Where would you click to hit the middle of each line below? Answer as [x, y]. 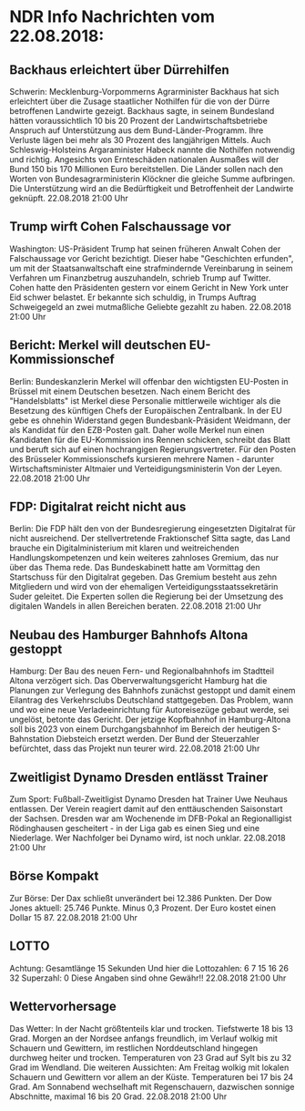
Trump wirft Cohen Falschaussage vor [120, 226]
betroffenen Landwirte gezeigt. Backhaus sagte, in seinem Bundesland [142, 111]
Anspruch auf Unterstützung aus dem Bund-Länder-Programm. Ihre [137, 130]
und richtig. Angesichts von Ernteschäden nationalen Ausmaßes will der [144, 159]
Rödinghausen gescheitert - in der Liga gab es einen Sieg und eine [135, 828]
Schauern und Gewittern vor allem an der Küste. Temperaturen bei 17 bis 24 [152, 1076]
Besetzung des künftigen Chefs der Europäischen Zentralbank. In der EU [146, 410]
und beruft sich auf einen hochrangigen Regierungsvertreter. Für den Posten [152, 449]
